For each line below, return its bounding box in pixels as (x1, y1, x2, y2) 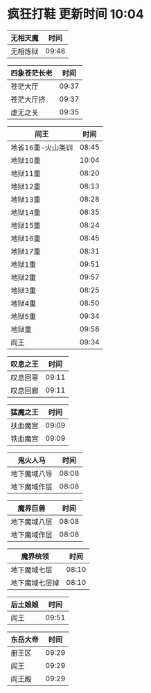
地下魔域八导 (10, 468, 53, 478)
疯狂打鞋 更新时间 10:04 (7, 6, 144, 22)
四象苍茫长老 (10, 68, 53, 78)
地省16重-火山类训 (10, 143, 73, 152)
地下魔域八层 (10, 517, 53, 527)
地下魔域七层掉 (10, 578, 60, 588)
